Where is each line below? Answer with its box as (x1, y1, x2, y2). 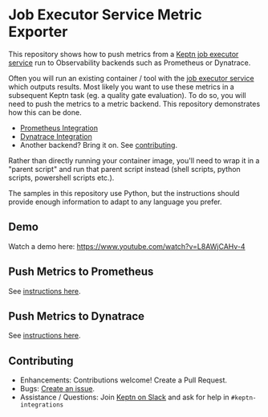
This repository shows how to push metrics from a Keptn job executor (8, 49, 239, 59)
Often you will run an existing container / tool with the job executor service (8, 73, 254, 83)
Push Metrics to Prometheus (8, 265, 154, 279)
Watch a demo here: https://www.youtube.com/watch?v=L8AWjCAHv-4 (8, 241, 246, 251)
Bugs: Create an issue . (19, 384, 95, 394)
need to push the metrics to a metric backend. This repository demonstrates (8, 99, 261, 108)
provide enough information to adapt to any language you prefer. (8, 197, 222, 206)
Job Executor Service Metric (8, 6, 202, 24)
